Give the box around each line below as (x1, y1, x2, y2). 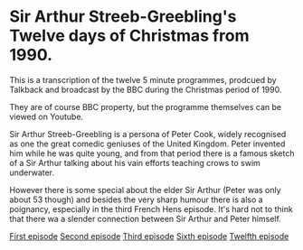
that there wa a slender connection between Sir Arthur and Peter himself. (9, 213, 282, 224)
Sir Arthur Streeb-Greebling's (9, 6, 237, 27)
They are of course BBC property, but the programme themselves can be (9, 101, 282, 112)
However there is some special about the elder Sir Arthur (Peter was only (9, 184, 282, 195)
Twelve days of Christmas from (9, 25, 250, 46)
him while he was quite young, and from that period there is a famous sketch (9, 147, 295, 159)
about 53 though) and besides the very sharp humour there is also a (9, 194, 264, 205)
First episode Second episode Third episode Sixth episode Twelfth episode (9, 230, 289, 241)
